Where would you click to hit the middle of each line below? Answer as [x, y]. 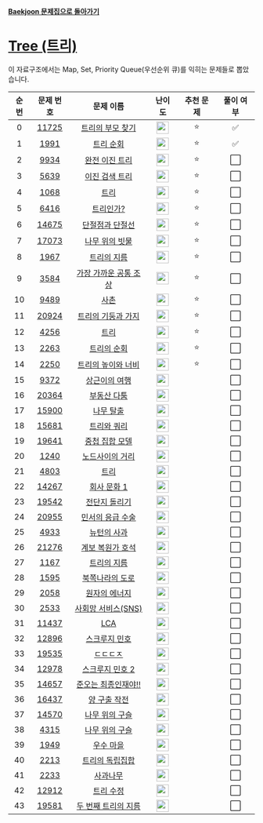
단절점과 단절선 [108, 225]
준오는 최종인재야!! [108, 685]
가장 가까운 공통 [104, 273]
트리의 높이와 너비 [108, 365]
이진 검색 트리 [109, 177]
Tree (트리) [43, 46]
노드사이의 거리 [108, 457]
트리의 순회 [109, 349]
